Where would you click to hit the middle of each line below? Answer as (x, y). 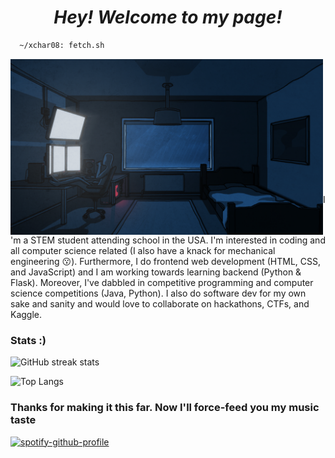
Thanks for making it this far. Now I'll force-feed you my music (165, 408)
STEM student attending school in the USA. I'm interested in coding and (178, 240)
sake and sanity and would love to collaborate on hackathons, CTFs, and (160, 304)
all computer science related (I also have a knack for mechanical (143, 251)
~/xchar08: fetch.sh (62, 45)
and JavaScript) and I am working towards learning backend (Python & (156, 272)
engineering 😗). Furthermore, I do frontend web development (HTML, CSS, (166, 262)
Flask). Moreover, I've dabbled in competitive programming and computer (162, 283)
